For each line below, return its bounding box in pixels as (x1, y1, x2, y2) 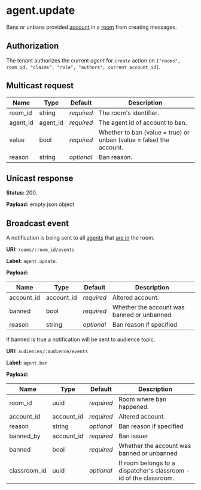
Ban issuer (118, 432, 148, 440)
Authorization (6, 41, 59, 51)
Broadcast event (6, 218, 69, 228)
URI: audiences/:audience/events (6, 348, 89, 355)
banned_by (9, 432, 41, 440)
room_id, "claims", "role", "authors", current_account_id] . (6, 63, 161, 70)
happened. (118, 403, 150, 411)
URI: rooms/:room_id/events (6, 246, 75, 253)
